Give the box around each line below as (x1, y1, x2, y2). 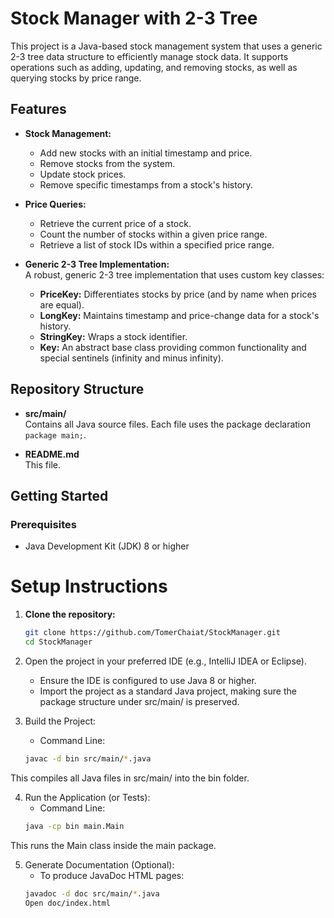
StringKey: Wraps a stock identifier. (39, 330, 188, 342)
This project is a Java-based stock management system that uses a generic (10, 40, 323, 52)
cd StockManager (24, 637, 93, 647)
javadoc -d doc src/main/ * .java (24, 888, 160, 899)
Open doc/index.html (24, 898, 111, 908)
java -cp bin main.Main (24, 821, 125, 831)
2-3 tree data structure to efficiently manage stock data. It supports (10, 50, 289, 62)
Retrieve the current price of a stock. (39, 217, 192, 229)
